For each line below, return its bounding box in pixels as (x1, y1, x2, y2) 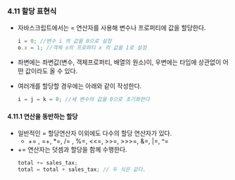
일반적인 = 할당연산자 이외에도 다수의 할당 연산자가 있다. (17, 129, 172, 138)
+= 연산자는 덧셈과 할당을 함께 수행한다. (17, 145, 128, 154)
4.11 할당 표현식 (7, 6, 57, 16)
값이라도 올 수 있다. (25, 67, 78, 76)
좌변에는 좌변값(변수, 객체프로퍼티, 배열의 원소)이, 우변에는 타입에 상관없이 (17, 58, 222, 66)
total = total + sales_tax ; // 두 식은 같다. (17, 166, 146, 173)
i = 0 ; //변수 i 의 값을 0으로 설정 (17, 37, 112, 45)
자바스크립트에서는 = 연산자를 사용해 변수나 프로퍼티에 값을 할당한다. (17, 23, 206, 32)
